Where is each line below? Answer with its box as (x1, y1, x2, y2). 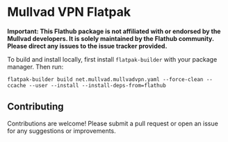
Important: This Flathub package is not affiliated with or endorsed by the (7, 27, 221, 35)
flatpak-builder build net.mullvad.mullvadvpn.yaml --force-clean (7, 76, 204, 83)
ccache (7, 82, 26, 89)
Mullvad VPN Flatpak (7, 4, 131, 20)
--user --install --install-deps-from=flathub (28, 82, 167, 89)
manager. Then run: (7, 62, 64, 71)
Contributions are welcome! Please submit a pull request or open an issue (7, 119, 219, 127)
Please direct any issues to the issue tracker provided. (7, 42, 168, 50)
